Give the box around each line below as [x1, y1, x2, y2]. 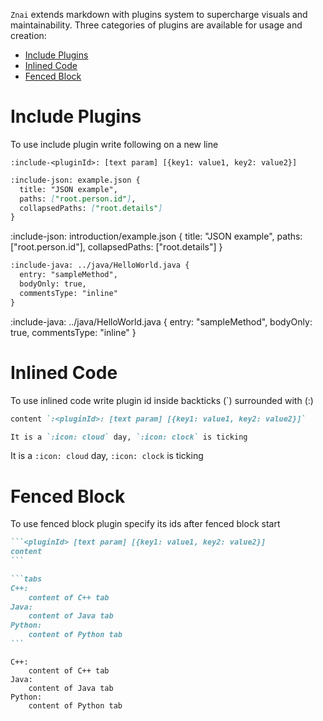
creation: [10, 30, 47, 41]
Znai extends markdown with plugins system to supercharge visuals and [10, 9, 308, 20]
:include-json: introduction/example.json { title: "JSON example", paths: [10, 230, 303, 243]
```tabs [10, 574, 43, 584]
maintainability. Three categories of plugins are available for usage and [10, 19, 303, 31]
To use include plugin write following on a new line [10, 138, 219, 150]
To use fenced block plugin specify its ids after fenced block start [10, 518, 281, 530]
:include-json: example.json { [10, 175, 141, 185]
